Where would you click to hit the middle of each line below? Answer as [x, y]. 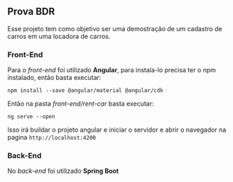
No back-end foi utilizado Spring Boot [63, 171]
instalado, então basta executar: [54, 78]
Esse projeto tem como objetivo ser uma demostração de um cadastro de [115, 28]
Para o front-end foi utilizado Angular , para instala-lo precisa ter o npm [112, 70]
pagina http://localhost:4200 [52, 137]
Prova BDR [31, 12]
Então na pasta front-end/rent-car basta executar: [81, 104]
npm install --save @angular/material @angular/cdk [85, 91]
